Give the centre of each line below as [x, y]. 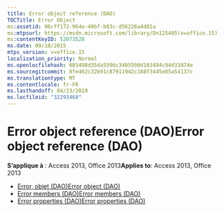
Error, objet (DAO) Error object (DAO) [69, 186]
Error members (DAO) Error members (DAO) [79, 193]
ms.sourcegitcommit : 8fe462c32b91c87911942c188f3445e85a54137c [100, 71]
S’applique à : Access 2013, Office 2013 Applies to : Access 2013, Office [109, 165]
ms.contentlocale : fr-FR [43, 85]
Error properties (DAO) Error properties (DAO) [81, 201]
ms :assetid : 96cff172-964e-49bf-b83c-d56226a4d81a [82, 26]
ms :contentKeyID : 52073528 [46, 39]
